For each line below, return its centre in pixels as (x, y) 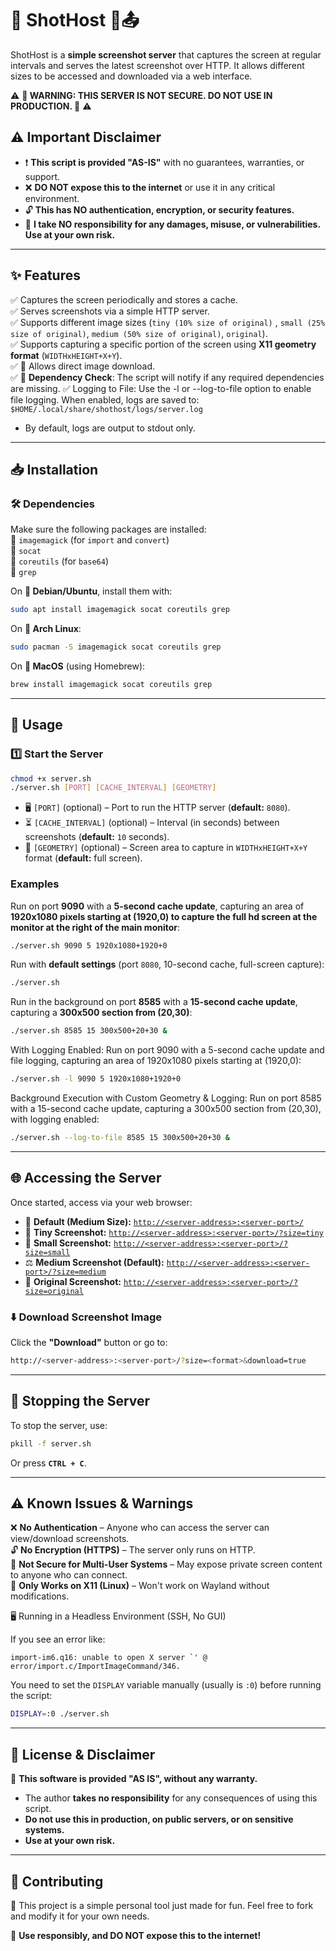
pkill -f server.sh (51, 1443)
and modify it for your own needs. (80, 1916)
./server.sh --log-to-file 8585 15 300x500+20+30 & (120, 1138)
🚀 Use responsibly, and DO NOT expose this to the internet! (136, 1935)
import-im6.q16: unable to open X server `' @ (109, 1658)
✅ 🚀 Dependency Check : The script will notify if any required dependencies (167, 377)
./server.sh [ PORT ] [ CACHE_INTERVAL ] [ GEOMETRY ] (113, 788)
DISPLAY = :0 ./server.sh (60, 1714)
